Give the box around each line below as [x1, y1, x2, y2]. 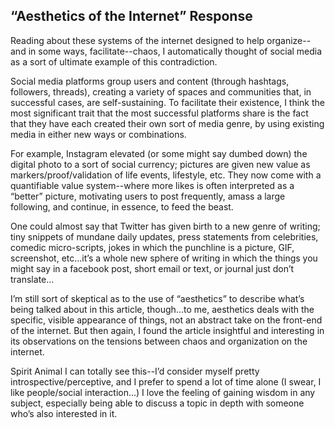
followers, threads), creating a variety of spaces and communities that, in [10, 85, 312, 98]
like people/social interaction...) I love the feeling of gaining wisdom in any [10, 386, 316, 398]
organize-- [266, 34, 312, 46]
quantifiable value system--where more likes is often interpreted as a [10, 179, 295, 191]
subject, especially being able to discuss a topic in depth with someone [10, 397, 305, 409]
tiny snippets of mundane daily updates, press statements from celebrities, [10, 230, 319, 243]
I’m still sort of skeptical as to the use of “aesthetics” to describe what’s [10, 292, 305, 304]
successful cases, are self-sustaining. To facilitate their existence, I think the [10, 96, 325, 108]
